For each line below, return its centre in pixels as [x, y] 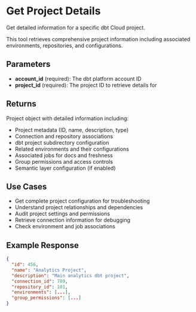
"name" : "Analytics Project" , [49, 270]
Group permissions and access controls [64, 161]
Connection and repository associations [64, 136]
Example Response [42, 245]
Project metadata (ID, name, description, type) [72, 130]
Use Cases [27, 186]
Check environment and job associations [65, 227]
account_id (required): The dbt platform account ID [78, 78]
